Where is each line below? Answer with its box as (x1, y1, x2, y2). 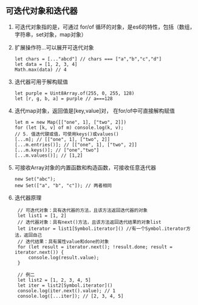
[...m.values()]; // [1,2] (14, 152, 83, 159)
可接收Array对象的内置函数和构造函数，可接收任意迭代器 (14, 163, 156, 171)
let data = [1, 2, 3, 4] (14, 61, 78, 67)
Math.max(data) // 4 (14, 66, 67, 73)
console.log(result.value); (28, 254, 100, 260)
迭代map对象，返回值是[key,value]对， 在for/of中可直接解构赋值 (14, 107, 176, 114)
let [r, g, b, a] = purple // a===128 (14, 95, 113, 102)
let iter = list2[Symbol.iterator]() (17, 282, 113, 289)
